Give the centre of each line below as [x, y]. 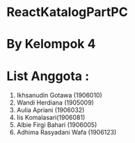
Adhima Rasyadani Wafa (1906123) [66, 133]
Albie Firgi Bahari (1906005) [57, 125]
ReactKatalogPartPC [67, 12]
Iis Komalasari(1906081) [51, 118]
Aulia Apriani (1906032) [50, 110]
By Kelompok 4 [51, 44]
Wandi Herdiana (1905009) [55, 103]
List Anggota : [48, 76]
